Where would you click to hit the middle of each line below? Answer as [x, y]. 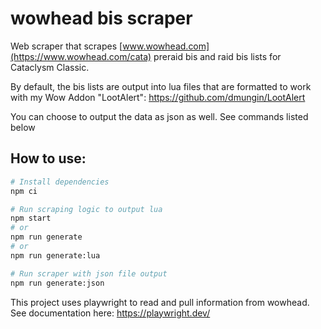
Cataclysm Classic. [50, 67]
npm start [31, 218]
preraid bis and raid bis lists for [217, 56]
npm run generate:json [57, 283]
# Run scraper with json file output [89, 273]
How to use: [48, 158]
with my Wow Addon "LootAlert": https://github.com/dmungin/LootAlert [158, 97]
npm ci [24, 191]
